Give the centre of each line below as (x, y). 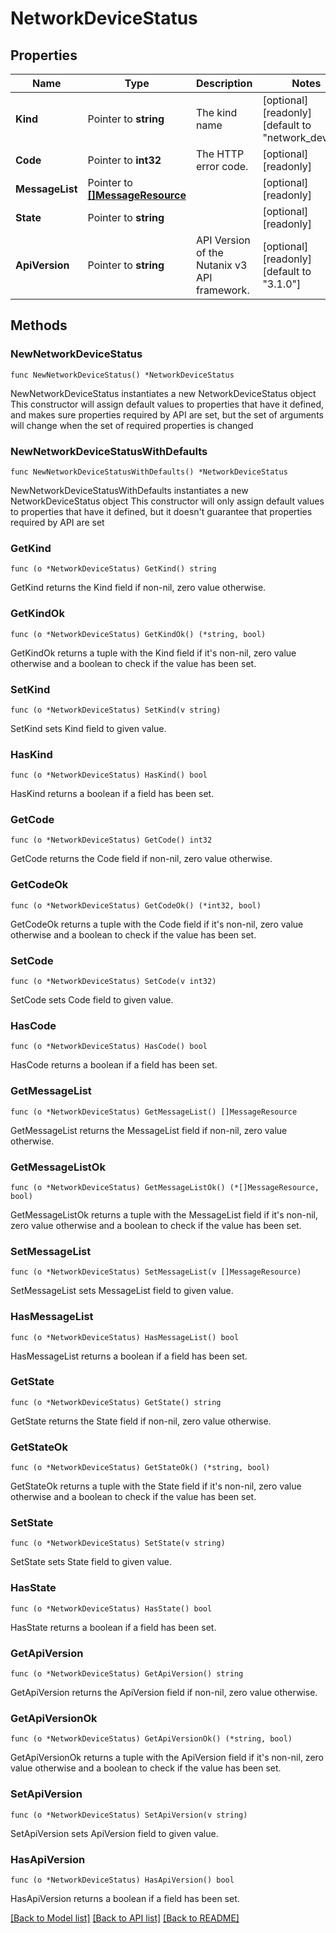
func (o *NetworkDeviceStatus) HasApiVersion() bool (122, 1880)
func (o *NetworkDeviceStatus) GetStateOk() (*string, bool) (140, 1468)
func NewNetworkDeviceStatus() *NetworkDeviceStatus (122, 375)
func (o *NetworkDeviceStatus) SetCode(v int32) (113, 982)
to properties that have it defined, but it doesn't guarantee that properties (161, 511)
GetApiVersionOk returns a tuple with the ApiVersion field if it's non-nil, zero (167, 1758)
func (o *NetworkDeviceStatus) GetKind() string (113, 569)
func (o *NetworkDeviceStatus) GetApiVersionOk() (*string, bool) (151, 1739)
